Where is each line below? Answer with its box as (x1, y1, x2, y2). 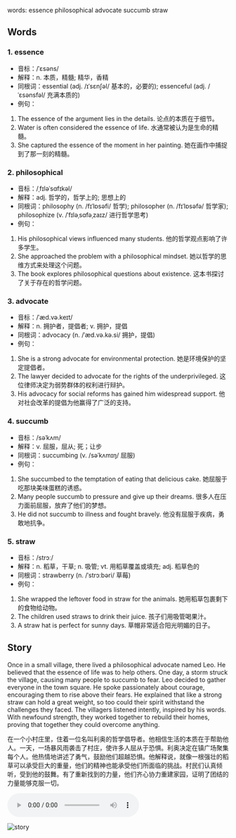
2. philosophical (7, 167, 63, 177)
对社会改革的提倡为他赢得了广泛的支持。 (17, 399, 135, 407)
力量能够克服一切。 (7, 778, 63, 787)
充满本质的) (46, 91, 81, 99)
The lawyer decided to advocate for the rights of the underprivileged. (17, 372, 218, 380)
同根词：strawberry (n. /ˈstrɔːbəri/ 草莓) (17, 571, 131, 579)
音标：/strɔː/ (17, 553, 54, 562)
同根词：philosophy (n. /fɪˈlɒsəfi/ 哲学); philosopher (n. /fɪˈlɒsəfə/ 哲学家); (17, 202, 228, 210)
